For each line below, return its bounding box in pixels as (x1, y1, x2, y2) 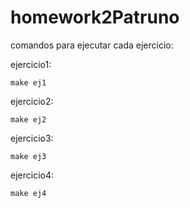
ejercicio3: (10, 132, 54, 144)
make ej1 (10, 77, 47, 88)
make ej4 (10, 188, 47, 198)
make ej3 (10, 151, 47, 161)
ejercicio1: (10, 58, 52, 70)
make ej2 (10, 114, 47, 125)
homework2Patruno (10, 6, 180, 29)
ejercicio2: (10, 95, 54, 107)
